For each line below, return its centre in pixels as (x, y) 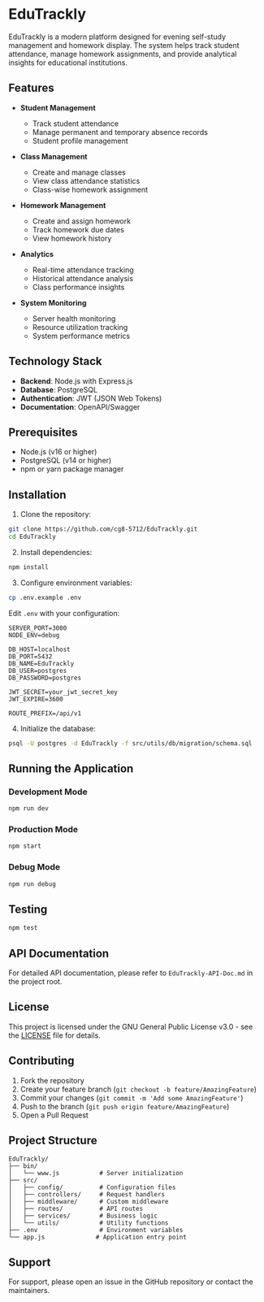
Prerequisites (43, 432)
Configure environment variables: (76, 583)
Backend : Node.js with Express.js (76, 381)
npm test (23, 928)
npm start (25, 846)
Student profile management (80, 141)
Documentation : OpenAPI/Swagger (80, 406)
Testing (28, 909)
